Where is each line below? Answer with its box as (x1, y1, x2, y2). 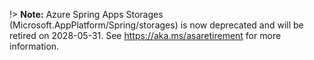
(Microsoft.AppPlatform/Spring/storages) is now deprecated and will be (9, 19, 304, 31)
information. (9, 40, 60, 52)
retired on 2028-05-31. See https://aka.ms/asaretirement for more (9, 30, 282, 41)
